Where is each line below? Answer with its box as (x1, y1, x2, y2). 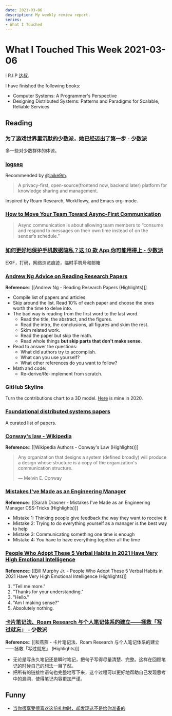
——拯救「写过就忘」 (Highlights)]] (5, 645, 80, 651)
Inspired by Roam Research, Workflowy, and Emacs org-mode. (5, 198, 138, 204)
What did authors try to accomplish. (20, 349, 97, 355)
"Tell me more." (12, 583, 46, 589)
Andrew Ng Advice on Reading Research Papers (5, 273, 128, 280)
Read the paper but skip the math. (20, 332, 92, 339)
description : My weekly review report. (5, 12, 91, 17)
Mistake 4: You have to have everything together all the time (12, 537, 140, 543)
